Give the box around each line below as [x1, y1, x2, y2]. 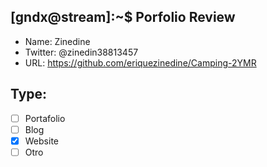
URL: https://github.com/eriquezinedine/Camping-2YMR [24, 56, 257, 69]
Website [24, 135, 59, 147]
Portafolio [24, 112, 66, 124]
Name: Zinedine [24, 35, 91, 47]
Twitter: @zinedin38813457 [24, 46, 139, 58]
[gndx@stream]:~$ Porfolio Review [10, 9, 236, 26]
